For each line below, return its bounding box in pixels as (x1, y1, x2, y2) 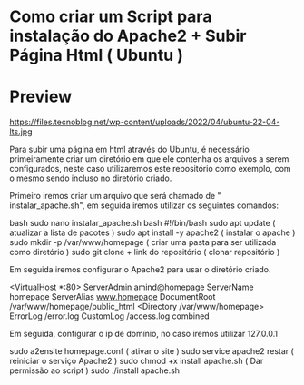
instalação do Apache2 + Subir (9, 25, 247, 46)
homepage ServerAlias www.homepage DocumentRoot (9, 291, 216, 302)
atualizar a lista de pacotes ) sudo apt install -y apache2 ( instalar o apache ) (9, 227, 296, 238)
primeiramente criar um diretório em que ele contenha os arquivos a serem (9, 153, 289, 164)
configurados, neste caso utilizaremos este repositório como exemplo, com (9, 163, 292, 174)
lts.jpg (9, 126, 34, 137)
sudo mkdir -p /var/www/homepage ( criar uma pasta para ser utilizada (9, 237, 277, 248)
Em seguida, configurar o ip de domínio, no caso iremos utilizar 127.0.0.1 (9, 329, 279, 340)
